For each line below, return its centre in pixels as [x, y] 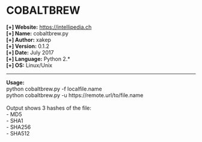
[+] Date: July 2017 [30, 52]
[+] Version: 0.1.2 [28, 46]
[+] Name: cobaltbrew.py [38, 33]
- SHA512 [18, 133]
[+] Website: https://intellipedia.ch [49, 27]
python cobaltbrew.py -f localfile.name [54, 89]
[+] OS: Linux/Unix [29, 65]
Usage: [16, 82]
